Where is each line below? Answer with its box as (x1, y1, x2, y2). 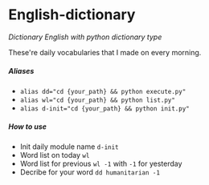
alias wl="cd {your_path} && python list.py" (19, 96, 175, 104)
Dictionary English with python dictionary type (8, 32, 162, 42)
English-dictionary (8, 6, 136, 24)
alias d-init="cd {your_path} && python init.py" (19, 104, 191, 113)
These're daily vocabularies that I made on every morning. (8, 47, 202, 57)
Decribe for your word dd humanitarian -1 (19, 167, 161, 177)
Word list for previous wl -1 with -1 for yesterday (19, 159, 182, 168)
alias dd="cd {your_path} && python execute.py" (19, 87, 186, 95)
